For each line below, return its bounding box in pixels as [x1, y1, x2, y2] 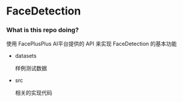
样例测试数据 [14, 65, 47, 72]
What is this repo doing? [6, 26, 79, 34]
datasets [14, 53, 37, 60]
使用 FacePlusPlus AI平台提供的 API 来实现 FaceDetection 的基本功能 [6, 40, 177, 48]
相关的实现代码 [14, 89, 52, 97]
